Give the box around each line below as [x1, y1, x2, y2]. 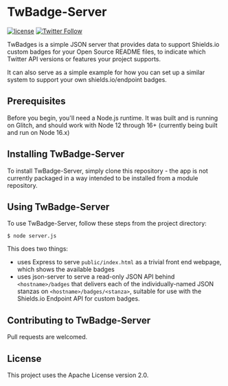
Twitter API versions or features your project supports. [7, 54, 161, 63]
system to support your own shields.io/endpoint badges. [7, 75, 167, 83]
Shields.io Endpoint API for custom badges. [16, 294, 140, 303]
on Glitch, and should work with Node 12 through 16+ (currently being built [7, 121, 218, 129]
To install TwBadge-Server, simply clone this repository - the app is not [7, 167, 208, 175]
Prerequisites [7, 96, 66, 107]
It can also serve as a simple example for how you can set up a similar [7, 68, 205, 76]
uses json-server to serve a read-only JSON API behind [16, 272, 175, 281]
